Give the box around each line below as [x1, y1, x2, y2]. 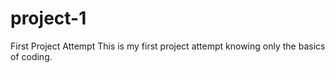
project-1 [10, 7, 87, 30]
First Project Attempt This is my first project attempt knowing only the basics [10, 40, 326, 52]
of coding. [10, 50, 53, 62]
